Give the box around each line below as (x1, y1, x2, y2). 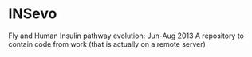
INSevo (8, 5, 57, 23)
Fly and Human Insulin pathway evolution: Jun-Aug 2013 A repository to (8, 31, 245, 40)
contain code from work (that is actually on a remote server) (8, 39, 206, 48)
